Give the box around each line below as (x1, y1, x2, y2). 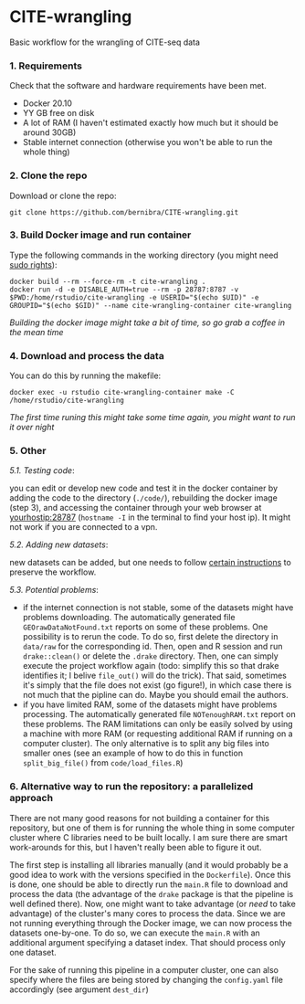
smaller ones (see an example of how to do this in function (22, 747, 244, 759)
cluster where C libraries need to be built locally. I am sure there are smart (9, 831, 288, 842)
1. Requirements (9, 59, 83, 72)
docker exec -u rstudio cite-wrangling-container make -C (9, 388, 235, 397)
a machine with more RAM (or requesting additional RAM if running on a (22, 728, 294, 739)
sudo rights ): (9, 259, 58, 270)
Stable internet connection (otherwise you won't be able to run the (22, 137, 273, 148)
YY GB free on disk (22, 108, 95, 119)
